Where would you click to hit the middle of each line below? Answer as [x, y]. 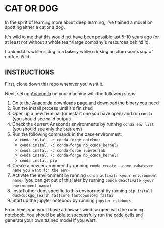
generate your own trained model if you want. [51, 220]
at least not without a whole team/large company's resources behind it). [78, 42]
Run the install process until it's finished [52, 108]
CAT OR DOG [32, 9]
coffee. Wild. [18, 56]
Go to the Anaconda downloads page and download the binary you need [85, 103]
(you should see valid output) [42, 119]
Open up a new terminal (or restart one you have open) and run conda [82, 113]
